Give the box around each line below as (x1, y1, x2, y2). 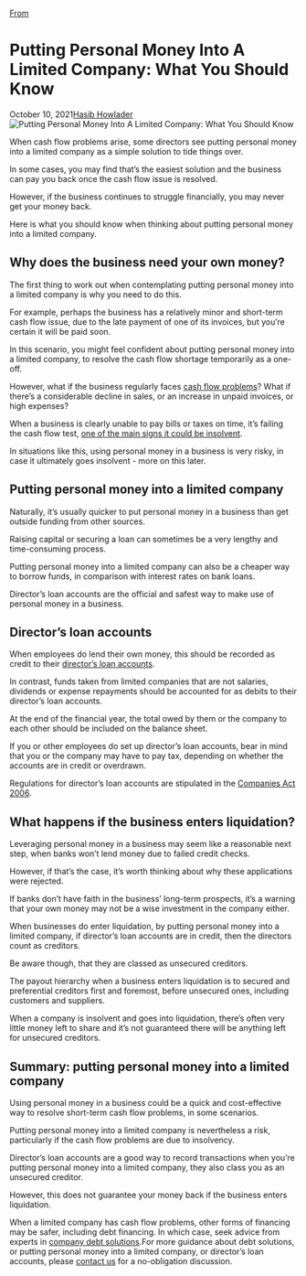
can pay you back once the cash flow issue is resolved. (9, 173, 218, 184)
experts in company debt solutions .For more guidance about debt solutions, (9, 1237, 295, 1247)
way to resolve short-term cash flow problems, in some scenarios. (9, 1107, 259, 1118)
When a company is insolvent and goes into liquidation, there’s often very (9, 1013, 285, 1024)
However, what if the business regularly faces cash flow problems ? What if (9, 381, 291, 391)
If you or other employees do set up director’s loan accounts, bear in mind (9, 741, 288, 752)
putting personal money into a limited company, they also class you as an (9, 1162, 285, 1173)
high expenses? (9, 400, 69, 411)
